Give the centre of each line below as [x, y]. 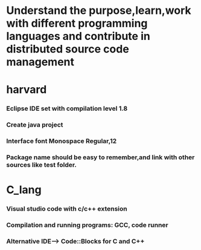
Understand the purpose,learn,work [99, 11]
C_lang [24, 190]
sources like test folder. [42, 165]
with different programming [77, 23]
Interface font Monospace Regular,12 [62, 141]
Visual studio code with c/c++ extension [67, 209]
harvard [27, 90]
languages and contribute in [78, 36]
